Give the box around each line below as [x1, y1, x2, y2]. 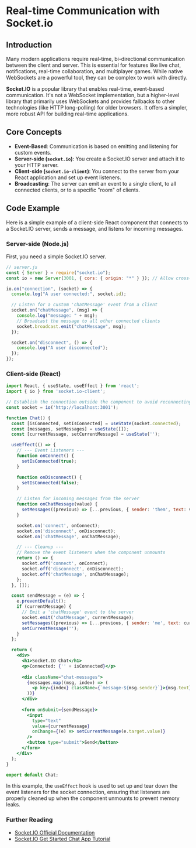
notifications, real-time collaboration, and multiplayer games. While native [6, 68, 183, 74]
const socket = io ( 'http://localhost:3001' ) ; [6, 404, 118, 411]
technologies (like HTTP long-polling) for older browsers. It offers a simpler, [6, 104, 188, 111]
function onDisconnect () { [16, 474, 82, 480]
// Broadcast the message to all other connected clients [16, 318, 160, 324]
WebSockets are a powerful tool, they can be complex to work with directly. [6, 74, 188, 81]
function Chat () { [6, 415, 51, 421]
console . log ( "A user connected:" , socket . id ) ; [11, 291, 127, 297]
